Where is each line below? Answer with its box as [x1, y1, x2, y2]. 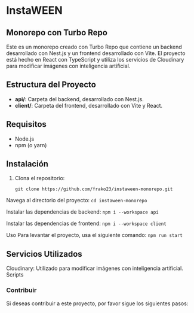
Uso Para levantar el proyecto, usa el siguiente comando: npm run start [6, 232, 183, 239]
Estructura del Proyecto [6, 80, 97, 90]
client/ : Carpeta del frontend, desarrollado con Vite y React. [14, 102, 163, 109]
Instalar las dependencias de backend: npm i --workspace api [6, 208, 159, 215]
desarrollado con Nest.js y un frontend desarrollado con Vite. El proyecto [6, 50, 186, 57]
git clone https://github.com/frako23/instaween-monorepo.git [14, 186, 173, 192]
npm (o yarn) [14, 141, 47, 148]
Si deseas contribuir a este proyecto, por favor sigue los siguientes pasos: [6, 300, 189, 307]
